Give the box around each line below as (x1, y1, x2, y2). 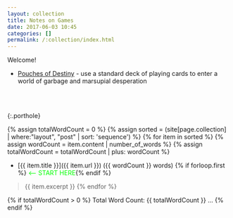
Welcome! (7, 56, 37, 64)
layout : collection (7, 10, 65, 18)
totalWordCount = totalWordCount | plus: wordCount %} (7, 148, 170, 156)
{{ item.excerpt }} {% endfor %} (24, 182, 118, 191)
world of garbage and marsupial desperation (17, 77, 147, 85)
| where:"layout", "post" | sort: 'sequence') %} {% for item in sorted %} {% (7, 133, 224, 141)
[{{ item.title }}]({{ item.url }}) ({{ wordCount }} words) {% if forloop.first (17, 161, 225, 169)
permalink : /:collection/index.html (7, 37, 115, 44)
